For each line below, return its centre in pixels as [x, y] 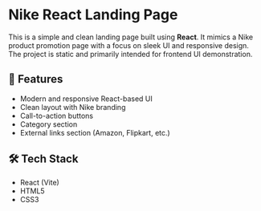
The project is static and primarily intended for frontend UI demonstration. [130, 54]
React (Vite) [40, 182]
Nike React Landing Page [93, 15]
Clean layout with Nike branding [73, 107]
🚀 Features [36, 79]
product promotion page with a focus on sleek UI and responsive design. [128, 45]
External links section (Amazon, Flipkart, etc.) [95, 132]
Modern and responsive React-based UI [86, 99]
